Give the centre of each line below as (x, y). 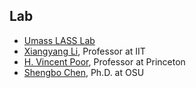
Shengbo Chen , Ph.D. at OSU (84, 72)
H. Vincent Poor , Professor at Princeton (104, 61)
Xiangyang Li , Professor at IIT (84, 51)
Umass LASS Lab (59, 40)
